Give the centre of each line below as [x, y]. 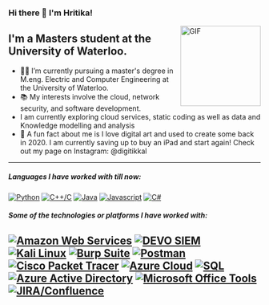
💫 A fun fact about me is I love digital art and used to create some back [137, 134]
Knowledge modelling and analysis [77, 125]
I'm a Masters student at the [80, 39]
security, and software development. [80, 108]
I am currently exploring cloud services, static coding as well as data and [140, 116]
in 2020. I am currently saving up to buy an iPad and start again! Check [137, 142]
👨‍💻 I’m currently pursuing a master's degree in [96, 71]
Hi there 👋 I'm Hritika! [51, 13]
